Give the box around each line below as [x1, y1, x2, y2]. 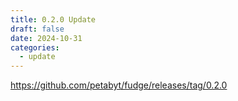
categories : [10, 42, 60, 53]
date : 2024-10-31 [10, 33, 83, 43]
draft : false [10, 24, 65, 34]
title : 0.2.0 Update [10, 14, 97, 25]
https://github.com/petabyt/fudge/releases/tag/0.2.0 [10, 79, 228, 91]
